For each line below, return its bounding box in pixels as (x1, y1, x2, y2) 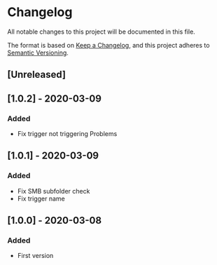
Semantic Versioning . (7, 48, 69, 57)
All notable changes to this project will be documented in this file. (7, 27, 196, 36)
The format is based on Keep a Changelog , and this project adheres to (7, 41, 210, 49)
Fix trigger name (17, 194, 65, 203)
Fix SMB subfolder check (17, 186, 90, 195)
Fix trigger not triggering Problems (17, 130, 118, 138)
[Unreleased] (7, 69, 66, 81)
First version (17, 252, 54, 260)
